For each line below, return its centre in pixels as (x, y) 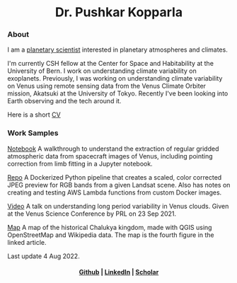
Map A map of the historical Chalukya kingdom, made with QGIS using (110, 227)
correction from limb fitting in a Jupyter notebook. (80, 163)
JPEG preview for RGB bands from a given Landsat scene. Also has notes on (119, 185)
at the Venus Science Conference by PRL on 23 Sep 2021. (92, 214)
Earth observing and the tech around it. (64, 101)
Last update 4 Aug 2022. (44, 256)
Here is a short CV (34, 115)
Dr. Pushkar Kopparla (119, 12)
